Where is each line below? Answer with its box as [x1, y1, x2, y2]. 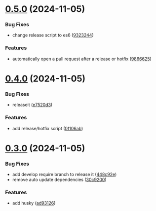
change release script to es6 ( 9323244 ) [12, 32, 94, 38]
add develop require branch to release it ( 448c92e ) [12, 172, 117, 177]
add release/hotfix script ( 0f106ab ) [12, 125, 83, 131]
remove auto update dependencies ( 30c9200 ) [12, 176, 107, 183]
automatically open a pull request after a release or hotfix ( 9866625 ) [12, 56, 152, 62]
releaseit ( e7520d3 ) [12, 102, 53, 108]
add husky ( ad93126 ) [12, 200, 56, 206]
